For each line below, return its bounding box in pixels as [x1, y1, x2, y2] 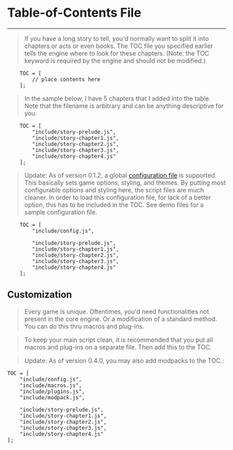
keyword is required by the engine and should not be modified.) [24, 56, 206, 65]
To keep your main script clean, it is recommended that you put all [24, 335, 214, 344]
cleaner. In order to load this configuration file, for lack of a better [24, 193, 212, 201]
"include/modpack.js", [19, 394, 85, 401]
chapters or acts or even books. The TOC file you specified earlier [24, 42, 214, 50]
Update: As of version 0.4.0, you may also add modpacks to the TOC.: [24, 356, 224, 365]
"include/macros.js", [19, 382, 82, 389]
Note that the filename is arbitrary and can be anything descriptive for [24, 101, 224, 110]
